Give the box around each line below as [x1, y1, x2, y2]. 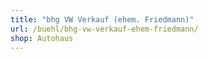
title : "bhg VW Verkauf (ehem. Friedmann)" [10, 14, 195, 25]
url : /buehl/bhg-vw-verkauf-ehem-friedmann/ [10, 24, 199, 34]
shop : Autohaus [10, 33, 74, 43]
